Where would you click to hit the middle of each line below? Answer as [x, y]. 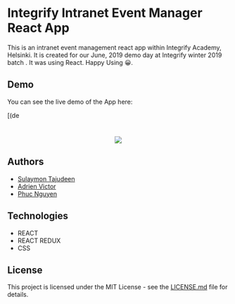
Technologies [38, 216]
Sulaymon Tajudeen [46, 178]
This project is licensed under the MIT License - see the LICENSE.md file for [118, 287]
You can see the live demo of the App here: [70, 102]
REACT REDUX [39, 241]
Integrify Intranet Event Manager [105, 13]
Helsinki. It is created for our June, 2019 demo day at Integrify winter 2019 [115, 55]
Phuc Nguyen [37, 194]
